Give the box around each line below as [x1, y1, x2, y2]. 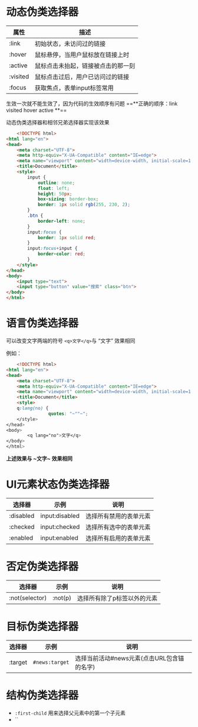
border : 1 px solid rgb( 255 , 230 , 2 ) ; [37, 201, 131, 208]
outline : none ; [37, 180, 75, 186]
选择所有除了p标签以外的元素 [77, 594, 158, 602]
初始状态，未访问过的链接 [34, 39, 106, 48]
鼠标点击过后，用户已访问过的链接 [34, 72, 130, 81]
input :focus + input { [27, 246, 78, 252]
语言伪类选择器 [6, 316, 79, 330]
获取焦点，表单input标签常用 [34, 84, 114, 92]
